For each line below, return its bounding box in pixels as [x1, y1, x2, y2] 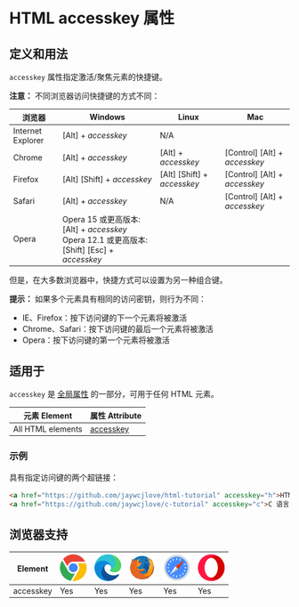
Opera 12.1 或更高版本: [61, 234, 149, 245]
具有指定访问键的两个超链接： [9, 472, 118, 482]
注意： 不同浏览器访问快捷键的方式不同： [9, 91, 160, 101]
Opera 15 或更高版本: [61, 214, 141, 224]
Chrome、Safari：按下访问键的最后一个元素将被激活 [21, 324, 214, 335]
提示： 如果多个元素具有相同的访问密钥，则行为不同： [9, 294, 206, 304]
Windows [89, 112, 126, 122]
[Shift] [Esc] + [61, 244, 114, 255]
